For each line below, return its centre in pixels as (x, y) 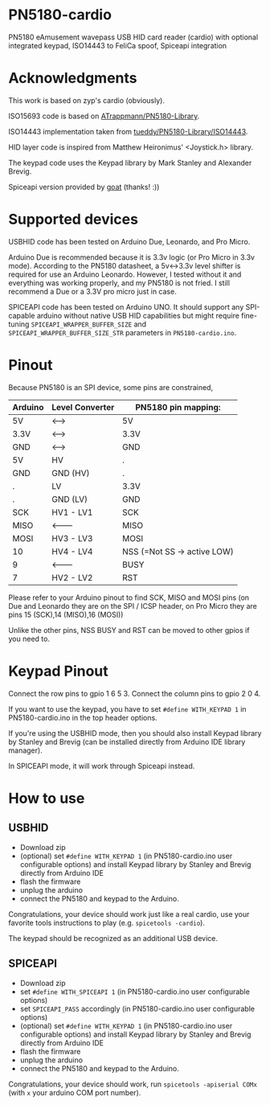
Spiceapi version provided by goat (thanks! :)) (84, 187)
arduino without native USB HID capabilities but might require (138, 315)
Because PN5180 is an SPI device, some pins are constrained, (111, 387)
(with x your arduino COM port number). (75, 1092)
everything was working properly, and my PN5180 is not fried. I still (119, 282)
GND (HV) (71, 473)
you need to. (29, 639)
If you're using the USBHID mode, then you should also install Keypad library (135, 733)
